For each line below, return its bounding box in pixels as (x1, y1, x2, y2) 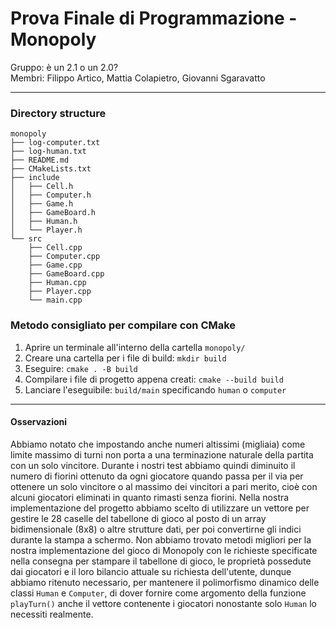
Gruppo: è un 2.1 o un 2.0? (10, 61, 119, 73)
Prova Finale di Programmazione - (10, 7, 298, 30)
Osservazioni (10, 416, 68, 428)
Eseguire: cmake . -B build (24, 362, 138, 374)
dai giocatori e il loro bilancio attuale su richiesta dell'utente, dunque (10, 565, 292, 577)
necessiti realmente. (10, 608, 94, 620)
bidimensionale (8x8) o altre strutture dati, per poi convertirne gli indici (10, 523, 302, 535)
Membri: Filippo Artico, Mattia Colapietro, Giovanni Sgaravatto (10, 72, 266, 84)
